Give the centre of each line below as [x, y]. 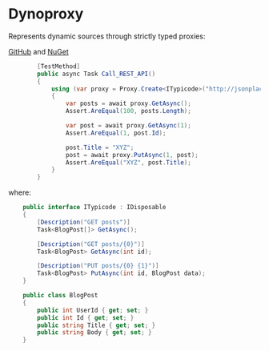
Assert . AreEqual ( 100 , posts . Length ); [128, 111]
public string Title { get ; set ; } [96, 325]
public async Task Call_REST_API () [96, 74]
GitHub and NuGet [39, 51]
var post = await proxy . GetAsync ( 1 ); [128, 126]
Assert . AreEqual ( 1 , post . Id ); [116, 133]
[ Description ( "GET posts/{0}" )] [91, 244]
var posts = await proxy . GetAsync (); [128, 104]
